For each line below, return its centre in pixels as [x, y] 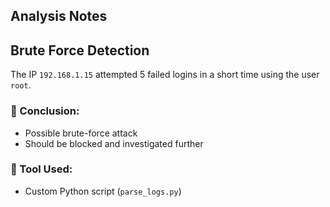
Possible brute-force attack [81, 133]
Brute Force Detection [80, 50]
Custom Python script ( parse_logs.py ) [103, 191]
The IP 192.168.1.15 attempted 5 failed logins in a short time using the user [165, 75]
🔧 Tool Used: [41, 169]
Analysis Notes [59, 16]
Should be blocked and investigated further [114, 143]
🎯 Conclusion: [45, 111]
